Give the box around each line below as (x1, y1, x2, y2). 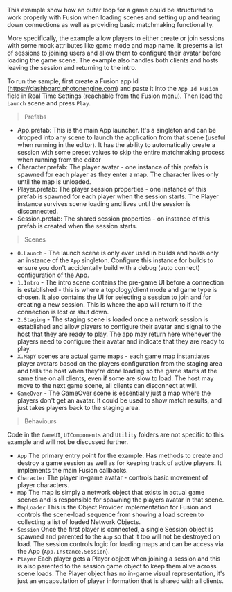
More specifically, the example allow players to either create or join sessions (7, 34, 225, 42)
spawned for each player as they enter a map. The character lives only (17, 170, 220, 178)
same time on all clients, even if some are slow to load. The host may (17, 374, 214, 382)
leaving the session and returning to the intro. (7, 64, 137, 71)
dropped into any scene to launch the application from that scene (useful (17, 133, 226, 142)
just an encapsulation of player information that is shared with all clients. (17, 577, 224, 585)
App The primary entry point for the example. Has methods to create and (17, 451, 224, 459)
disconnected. (17, 208, 59, 215)
